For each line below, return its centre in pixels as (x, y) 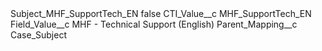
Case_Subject (38, 35)
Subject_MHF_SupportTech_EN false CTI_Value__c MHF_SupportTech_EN (161, 13)
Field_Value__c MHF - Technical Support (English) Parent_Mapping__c (154, 24)
